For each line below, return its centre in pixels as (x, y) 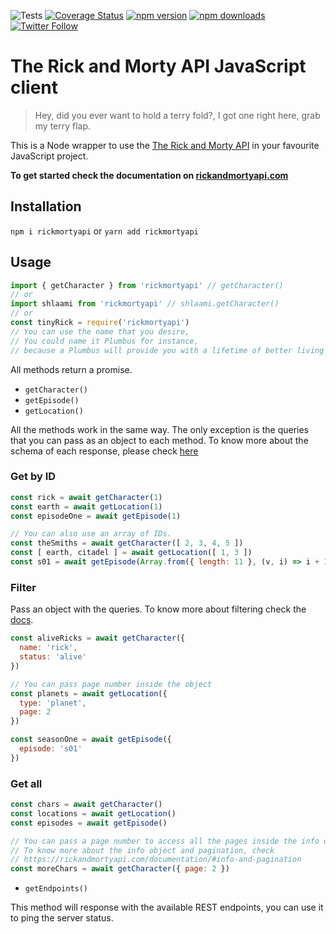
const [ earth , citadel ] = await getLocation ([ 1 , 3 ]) (131, 553)
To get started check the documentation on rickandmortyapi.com (149, 175)
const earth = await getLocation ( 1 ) (86, 506)
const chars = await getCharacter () (86, 805)
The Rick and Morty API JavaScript (158, 66)
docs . (22, 620)
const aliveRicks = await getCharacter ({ (98, 638)
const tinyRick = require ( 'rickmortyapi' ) (100, 323)
